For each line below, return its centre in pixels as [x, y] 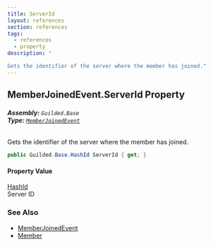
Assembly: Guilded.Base [43, 112]
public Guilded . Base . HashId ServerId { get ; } [77, 155]
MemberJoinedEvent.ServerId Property [96, 95]
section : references [38, 27]
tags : [15, 34]
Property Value [30, 171]
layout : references [36, 20]
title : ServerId [31, 14]
